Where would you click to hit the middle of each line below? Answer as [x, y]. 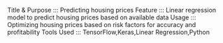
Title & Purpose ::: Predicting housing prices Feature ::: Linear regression [112, 10]
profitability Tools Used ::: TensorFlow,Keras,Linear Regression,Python [109, 32]
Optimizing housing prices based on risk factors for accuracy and [102, 25]
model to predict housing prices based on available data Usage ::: [102, 17]
